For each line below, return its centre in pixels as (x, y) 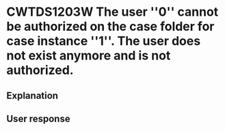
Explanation (32, 96)
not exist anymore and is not (89, 56)
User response (38, 118)
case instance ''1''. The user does (104, 41)
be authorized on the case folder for (110, 26)
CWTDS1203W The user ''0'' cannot (112, 12)
